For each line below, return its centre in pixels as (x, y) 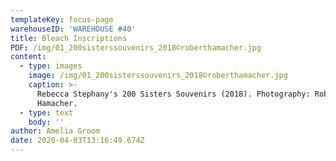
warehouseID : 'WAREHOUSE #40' (73, 29)
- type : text (46, 112)
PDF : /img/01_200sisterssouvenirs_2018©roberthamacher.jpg (136, 47)
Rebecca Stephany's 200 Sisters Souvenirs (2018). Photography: (173, 94)
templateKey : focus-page (62, 19)
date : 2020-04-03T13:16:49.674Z (77, 141)
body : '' (46, 122)
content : (28, 57)
